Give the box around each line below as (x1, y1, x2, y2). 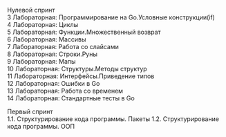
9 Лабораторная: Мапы (7, 57, 76, 65)
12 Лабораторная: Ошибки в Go (7, 80, 100, 87)
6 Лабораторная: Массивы (7, 35, 86, 44)
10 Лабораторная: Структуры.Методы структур (7, 65, 147, 73)
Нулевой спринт (7, 6, 55, 14)
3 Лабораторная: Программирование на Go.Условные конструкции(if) (7, 13, 216, 21)
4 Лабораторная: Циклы (7, 21, 78, 28)
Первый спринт (7, 107, 53, 116)
